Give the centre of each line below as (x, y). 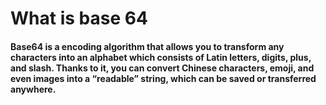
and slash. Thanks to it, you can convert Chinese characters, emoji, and (162, 68)
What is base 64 (79, 18)
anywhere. (33, 89)
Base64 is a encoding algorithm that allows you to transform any (147, 46)
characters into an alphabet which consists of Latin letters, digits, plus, (161, 57)
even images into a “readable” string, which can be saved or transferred (163, 78)
